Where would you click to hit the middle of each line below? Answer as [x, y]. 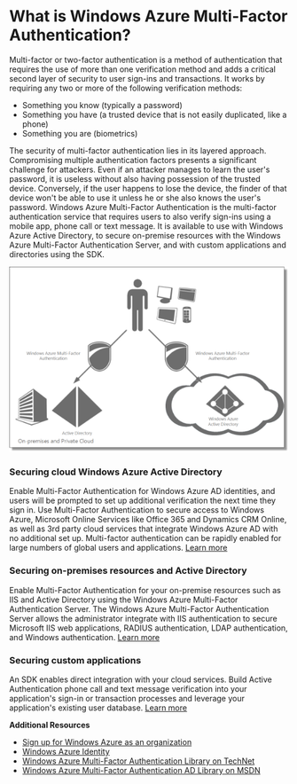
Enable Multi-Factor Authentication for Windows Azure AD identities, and [142, 491]
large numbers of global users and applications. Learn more [118, 548]
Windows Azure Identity [66, 751]
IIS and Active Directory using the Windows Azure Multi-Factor [124, 600]
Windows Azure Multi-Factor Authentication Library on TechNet [138, 761]
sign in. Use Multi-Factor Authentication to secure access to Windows [137, 510]
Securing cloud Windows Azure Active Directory [116, 472]
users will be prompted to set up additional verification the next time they [143, 501]
